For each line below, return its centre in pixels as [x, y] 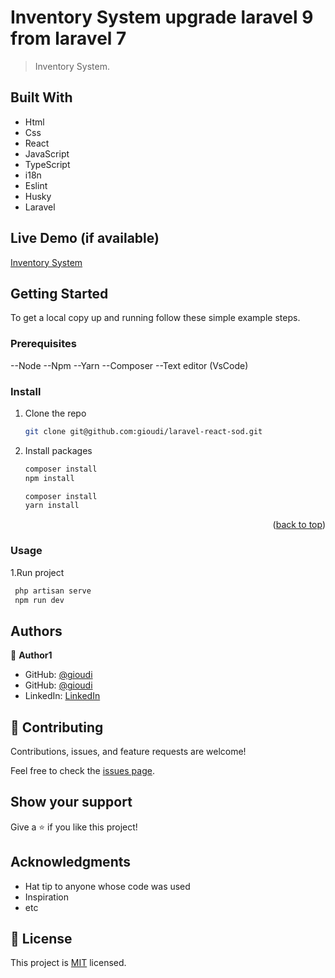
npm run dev [39, 600]
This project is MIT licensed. [68, 963]
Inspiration [46, 897]
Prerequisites [43, 344]
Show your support [71, 802]
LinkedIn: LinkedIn [62, 696]
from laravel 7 [68, 38]
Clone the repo [55, 413]
